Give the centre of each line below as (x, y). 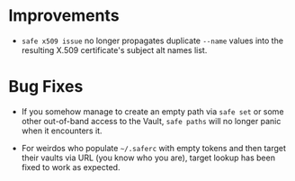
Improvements (64, 16)
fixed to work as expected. (71, 167)
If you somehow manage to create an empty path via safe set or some (152, 111)
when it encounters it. (62, 131)
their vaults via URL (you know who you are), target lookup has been (148, 158)
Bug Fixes (46, 87)
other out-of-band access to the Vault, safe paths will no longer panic (151, 121)
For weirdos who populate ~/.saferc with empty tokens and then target (154, 148)
